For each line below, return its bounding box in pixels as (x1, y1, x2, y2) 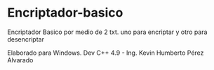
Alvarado (7, 55, 34, 64)
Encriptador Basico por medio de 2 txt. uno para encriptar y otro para (7, 28, 208, 36)
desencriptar (7, 35, 44, 43)
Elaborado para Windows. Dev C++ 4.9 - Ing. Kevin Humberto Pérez (7, 49, 204, 57)
